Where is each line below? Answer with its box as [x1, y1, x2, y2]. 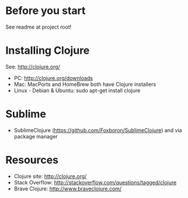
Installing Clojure [5, 44, 90, 57]
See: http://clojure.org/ [5, 63, 61, 70]
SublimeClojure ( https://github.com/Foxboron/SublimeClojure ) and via [13, 127, 182, 134]
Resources [5, 154, 59, 166]
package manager [13, 133, 58, 140]
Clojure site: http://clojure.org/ [13, 172, 87, 179]
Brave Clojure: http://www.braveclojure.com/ [13, 185, 122, 192]
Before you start [5, 4, 86, 18]
